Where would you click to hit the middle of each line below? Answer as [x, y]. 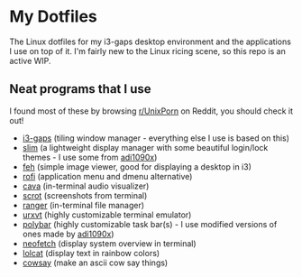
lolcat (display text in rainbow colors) [91, 253]
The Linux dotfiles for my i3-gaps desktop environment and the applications [150, 42]
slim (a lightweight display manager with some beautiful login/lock [145, 147]
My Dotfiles [53, 17]
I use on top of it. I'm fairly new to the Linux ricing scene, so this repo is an [147, 51]
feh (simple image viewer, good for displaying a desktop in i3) [137, 166]
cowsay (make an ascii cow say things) [95, 263]
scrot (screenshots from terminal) [85, 195]
